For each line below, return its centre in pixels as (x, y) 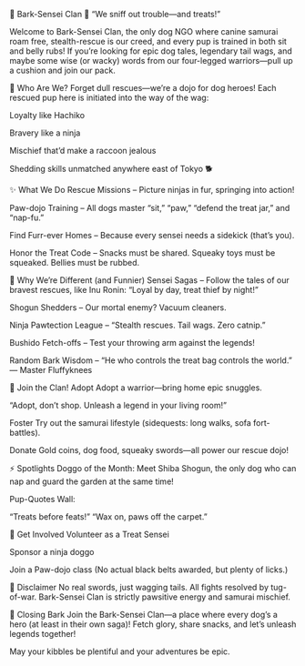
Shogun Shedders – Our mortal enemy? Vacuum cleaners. (118, 308)
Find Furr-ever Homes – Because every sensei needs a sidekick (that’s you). (152, 235)
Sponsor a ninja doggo (52, 552)
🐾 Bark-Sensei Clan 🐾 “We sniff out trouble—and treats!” (115, 14)
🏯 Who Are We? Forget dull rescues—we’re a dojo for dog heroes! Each (143, 88)
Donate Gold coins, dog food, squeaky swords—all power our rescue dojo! (149, 450)
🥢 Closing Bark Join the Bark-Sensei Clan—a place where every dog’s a (143, 615)
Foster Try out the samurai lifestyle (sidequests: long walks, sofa (131, 423)
